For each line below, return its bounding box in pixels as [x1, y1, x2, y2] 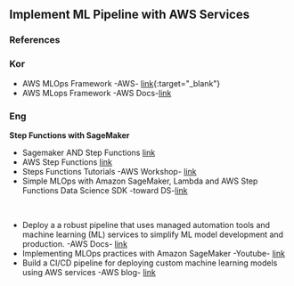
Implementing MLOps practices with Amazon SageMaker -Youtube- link [21, 248, 285, 258]
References [9, 34, 61, 46]
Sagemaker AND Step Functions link [21, 147, 156, 158]
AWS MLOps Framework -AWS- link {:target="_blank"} [21, 78, 221, 88]
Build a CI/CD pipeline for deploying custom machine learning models [21, 257, 278, 268]
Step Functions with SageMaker [9, 129, 130, 141]
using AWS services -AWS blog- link [21, 266, 156, 277]
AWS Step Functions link [21, 156, 113, 168]
